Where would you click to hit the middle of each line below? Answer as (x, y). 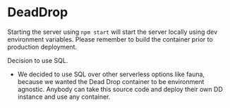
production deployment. (42, 47)
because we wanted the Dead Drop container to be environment (111, 81)
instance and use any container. (64, 97)
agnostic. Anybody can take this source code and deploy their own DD (120, 89)
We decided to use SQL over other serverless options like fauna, (111, 74)
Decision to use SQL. (38, 60)
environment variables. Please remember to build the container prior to (110, 39)
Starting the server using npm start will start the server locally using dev (113, 32)
